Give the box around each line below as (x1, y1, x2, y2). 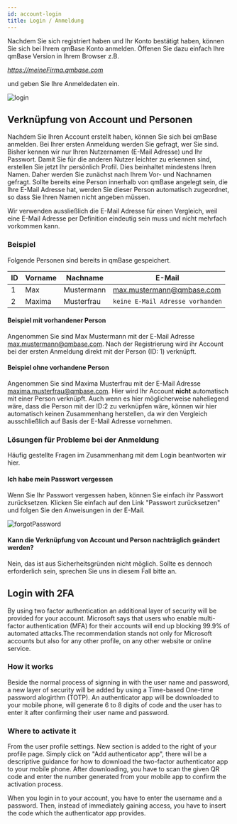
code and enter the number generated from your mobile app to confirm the (7, 773, 227, 781)
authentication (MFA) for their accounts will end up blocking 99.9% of (26, 621, 231, 630)
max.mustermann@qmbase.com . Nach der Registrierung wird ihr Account (7, 339, 224, 348)
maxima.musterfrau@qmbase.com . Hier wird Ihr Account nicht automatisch (7, 387, 229, 396)
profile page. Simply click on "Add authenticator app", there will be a (7, 750, 207, 759)
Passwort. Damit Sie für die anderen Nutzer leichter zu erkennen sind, (7, 155, 211, 164)
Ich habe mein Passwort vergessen (7, 475, 114, 483)
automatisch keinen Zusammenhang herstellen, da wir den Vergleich (7, 410, 208, 418)
